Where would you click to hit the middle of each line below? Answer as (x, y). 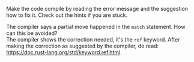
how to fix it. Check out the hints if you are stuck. (67, 15)
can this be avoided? (32, 33)
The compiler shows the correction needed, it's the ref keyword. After (93, 39)
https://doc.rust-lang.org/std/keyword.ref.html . (64, 52)
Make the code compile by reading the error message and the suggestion (97, 9)
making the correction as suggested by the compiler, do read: (83, 46)
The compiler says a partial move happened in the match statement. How (96, 27)
